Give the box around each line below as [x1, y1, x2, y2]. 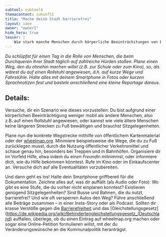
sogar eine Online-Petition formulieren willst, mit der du [5, 221, 118, 227]
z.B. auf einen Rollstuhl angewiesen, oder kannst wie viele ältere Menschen [5, 118, 159, 123]
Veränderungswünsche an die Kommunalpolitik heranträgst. [5, 226, 127, 232]
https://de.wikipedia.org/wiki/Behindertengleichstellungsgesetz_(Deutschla [6, 210, 160, 216]
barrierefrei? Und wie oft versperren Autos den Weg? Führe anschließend [5, 194, 155, 201]
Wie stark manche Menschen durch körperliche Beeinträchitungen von [14, 40, 158, 45]
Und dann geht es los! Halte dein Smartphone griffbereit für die [5, 174, 134, 179]
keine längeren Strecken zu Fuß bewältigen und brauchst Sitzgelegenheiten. [5, 122, 161, 129]
